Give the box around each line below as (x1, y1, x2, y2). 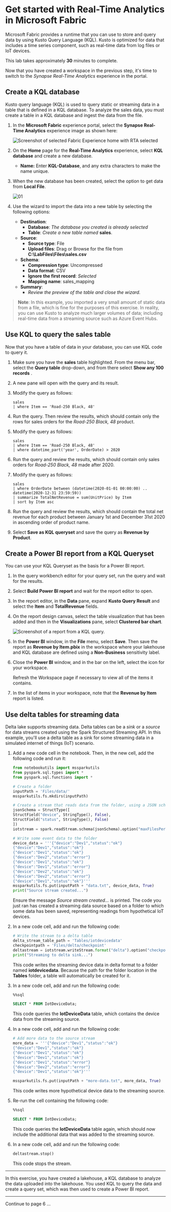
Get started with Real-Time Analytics (5, 4, 165, 15)
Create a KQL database (5, 88, 80, 97)
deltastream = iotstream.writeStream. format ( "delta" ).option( (12, 947, 148, 953)
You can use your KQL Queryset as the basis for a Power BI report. (5, 563, 145, 569)
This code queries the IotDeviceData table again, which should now (12, 1126, 156, 1132)
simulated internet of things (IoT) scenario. (5, 740, 95, 746)
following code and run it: (12, 756, 66, 762)
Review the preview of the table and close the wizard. (27, 289, 141, 295)
